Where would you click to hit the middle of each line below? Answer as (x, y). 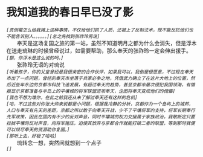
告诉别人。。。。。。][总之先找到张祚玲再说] (57, 36)
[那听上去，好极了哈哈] (32, 136)
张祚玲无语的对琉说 (41, 65)
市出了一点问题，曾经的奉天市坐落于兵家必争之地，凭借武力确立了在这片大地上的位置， (98, 78)
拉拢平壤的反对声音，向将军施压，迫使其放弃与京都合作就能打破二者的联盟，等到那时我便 (101, 123)
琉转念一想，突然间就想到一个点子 (59, 143)
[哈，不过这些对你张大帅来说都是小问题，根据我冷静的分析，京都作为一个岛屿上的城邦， (100, 104)
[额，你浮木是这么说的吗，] (35, 58)
